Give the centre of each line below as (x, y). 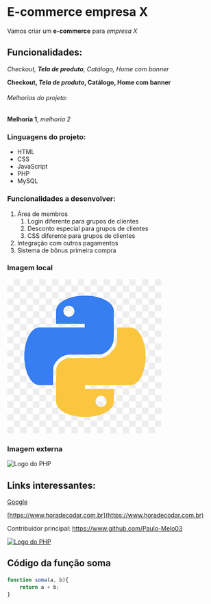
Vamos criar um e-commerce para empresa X (72, 31)
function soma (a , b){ (38, 580)
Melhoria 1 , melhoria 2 (39, 119)
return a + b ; (39, 587)
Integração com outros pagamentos (67, 243)
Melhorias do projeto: (37, 98)
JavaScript (32, 167)
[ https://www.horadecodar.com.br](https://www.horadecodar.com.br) (105, 515)
